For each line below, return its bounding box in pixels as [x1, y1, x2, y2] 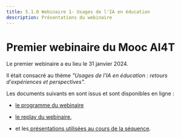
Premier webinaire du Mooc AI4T [6, 40, 176, 54]
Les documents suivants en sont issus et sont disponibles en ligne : [6, 90, 174, 97]
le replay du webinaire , [15, 113, 72, 121]
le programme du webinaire [15, 102, 84, 109]
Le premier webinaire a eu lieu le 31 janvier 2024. [6, 60, 129, 67]
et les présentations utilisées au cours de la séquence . [15, 125, 151, 133]
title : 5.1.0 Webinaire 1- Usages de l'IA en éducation [6, 8, 150, 15]
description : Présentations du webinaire [6, 14, 113, 20]
